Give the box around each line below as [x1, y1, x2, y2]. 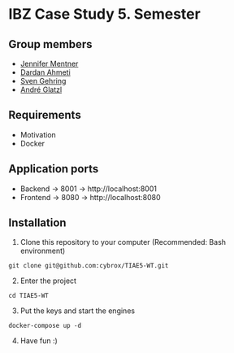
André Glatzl [19, 85, 63, 94]
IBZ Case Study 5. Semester [8, 5, 201, 24]
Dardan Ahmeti [19, 68, 71, 77]
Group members [8, 37, 93, 51]
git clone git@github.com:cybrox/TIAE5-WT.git [8, 262, 169, 270]
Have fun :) [19, 336, 58, 346]
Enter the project [19, 276, 77, 285]
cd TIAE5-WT [8, 292, 49, 300]
